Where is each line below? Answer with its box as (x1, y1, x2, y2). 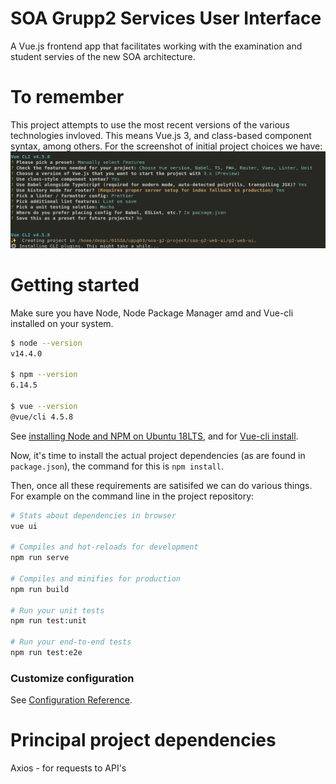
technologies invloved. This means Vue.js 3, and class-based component (10, 129, 312, 141)
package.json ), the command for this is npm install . (10, 460, 224, 472)
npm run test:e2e (10, 648, 83, 658)
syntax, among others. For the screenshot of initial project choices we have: (10, 140, 323, 152)
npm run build (10, 584, 70, 594)
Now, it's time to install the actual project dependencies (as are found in (10, 449, 306, 461)
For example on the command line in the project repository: (10, 490, 255, 502)
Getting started (10, 273, 140, 296)
